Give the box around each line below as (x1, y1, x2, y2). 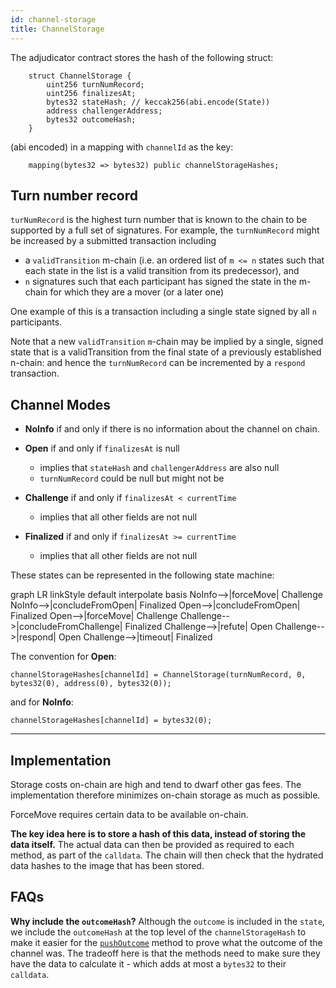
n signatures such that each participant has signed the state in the (24, 276, 297, 288)
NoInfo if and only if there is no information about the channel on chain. (24, 423, 320, 435)
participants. (10, 316, 63, 328)
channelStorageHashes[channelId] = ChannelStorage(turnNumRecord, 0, (10, 670, 307, 680)
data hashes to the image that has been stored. (10, 859, 205, 871)
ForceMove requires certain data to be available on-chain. (10, 808, 249, 820)
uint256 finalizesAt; (46, 88, 137, 98)
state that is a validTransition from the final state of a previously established (10, 346, 322, 358)
